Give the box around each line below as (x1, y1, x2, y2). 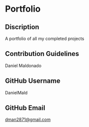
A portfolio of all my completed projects (5, 36, 84, 41)
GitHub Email (5, 104, 45, 112)
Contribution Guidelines (5, 50, 79, 58)
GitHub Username (5, 77, 61, 85)
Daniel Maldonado (5, 62, 42, 69)
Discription (5, 23, 39, 31)
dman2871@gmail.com (5, 117, 51, 123)
